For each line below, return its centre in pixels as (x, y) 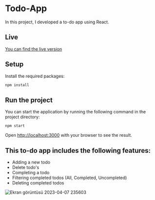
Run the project (29, 100)
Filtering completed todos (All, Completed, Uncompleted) (69, 178)
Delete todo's (26, 167)
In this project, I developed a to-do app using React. (57, 22)
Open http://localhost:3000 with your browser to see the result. (69, 135)
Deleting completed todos (38, 182)
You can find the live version (34, 49)
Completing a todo (31, 172)
